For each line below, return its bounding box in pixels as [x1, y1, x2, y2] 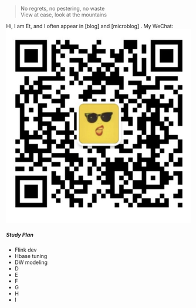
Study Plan [6, 232, 34, 239]
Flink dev [14, 246, 37, 253]
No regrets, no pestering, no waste [20, 5, 105, 12]
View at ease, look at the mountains [20, 11, 107, 18]
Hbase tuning [14, 252, 48, 259]
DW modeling [14, 259, 48, 266]
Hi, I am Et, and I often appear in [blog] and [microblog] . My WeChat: [6, 23, 174, 29]
